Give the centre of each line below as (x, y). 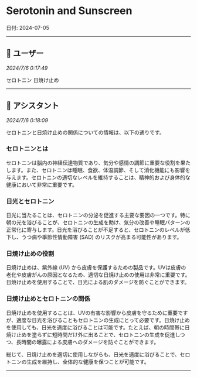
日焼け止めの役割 (30, 254)
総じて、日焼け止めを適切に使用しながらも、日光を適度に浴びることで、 (93, 354)
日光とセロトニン (30, 201)
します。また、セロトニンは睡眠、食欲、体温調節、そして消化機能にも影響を (98, 170)
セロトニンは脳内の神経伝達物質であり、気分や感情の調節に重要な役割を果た (98, 163)
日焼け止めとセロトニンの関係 (48, 299)
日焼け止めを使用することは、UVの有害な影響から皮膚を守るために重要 (92, 313)
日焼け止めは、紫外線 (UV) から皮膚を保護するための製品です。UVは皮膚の (96, 268)
